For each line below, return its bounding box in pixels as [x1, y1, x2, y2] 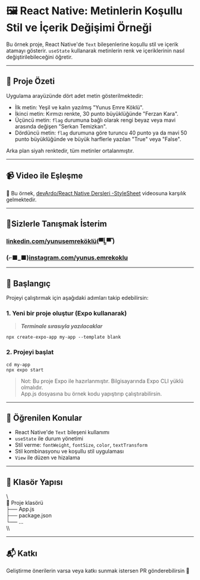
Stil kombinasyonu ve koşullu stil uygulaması [14, 448, 124, 455]
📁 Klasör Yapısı [6, 477, 63, 487]
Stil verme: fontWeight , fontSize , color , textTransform [14, 441, 148, 449]
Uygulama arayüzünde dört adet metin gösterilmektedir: [6, 92, 143, 99]
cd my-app [6, 361, 31, 367]
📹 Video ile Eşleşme [6, 171, 83, 181]
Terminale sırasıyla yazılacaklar [20, 323, 103, 330]
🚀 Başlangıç [6, 278, 51, 289]
